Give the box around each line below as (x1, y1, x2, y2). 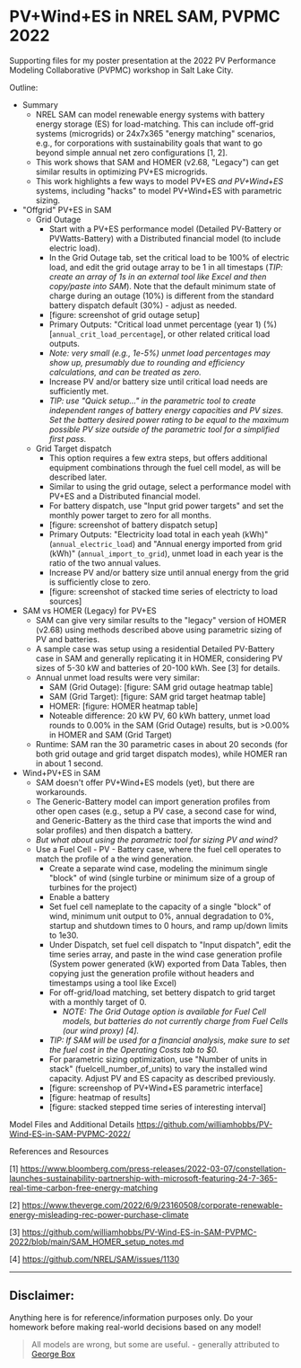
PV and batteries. (35, 633, 100, 644)
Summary (21, 99, 58, 110)
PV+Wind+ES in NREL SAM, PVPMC (9, 6, 280, 27)
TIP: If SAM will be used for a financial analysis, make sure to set (48, 1035, 290, 1046)
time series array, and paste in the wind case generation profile (48, 949, 282, 959)
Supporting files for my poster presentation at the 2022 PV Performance (9, 55, 276, 66)
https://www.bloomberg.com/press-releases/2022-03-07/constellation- (20, 1163, 287, 1174)
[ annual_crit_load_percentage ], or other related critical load (48, 328, 271, 339)
